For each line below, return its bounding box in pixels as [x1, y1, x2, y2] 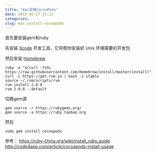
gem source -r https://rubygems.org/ [5, 106, 82, 110]
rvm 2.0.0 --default [5, 87, 47, 92]
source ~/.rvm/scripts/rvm [5, 78, 60, 83]
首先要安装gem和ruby [5, 35, 49, 41]
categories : [5, 16, 29, 21]
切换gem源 [5, 96, 27, 102]
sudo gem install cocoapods [5, 129, 62, 134]
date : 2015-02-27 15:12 [5, 12, 54, 17]
